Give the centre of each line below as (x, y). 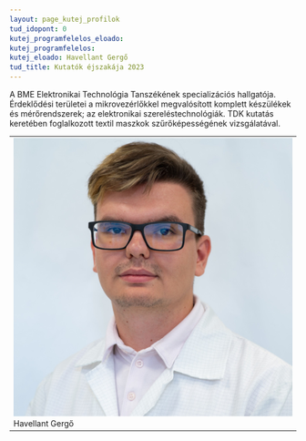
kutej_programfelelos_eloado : (67, 38)
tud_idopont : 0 (38, 29)
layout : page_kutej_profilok (65, 19)
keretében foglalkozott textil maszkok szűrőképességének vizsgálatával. (145, 123)
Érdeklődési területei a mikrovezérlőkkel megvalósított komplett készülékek (150, 104)
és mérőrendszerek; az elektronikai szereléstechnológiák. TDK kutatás (142, 113)
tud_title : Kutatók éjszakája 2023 (77, 67)
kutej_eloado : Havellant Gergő (69, 58)
